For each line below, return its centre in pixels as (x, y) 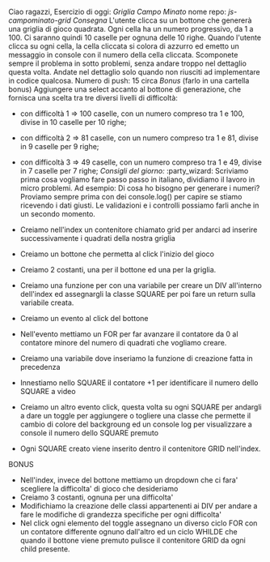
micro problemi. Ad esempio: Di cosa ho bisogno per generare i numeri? (140, 188)
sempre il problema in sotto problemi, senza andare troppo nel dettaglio (127, 63)
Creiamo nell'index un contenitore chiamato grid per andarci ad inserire (139, 230)
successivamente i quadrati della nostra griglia (97, 238)
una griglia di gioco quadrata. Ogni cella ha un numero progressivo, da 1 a (131, 29)
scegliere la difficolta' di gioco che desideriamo (99, 489)
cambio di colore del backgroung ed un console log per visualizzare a (136, 424)
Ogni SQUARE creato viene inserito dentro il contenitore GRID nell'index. (140, 448)
